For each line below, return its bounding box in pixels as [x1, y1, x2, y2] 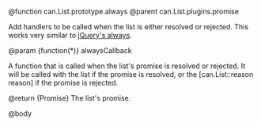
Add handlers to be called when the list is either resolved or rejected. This [8, 22, 249, 31]
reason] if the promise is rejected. [8, 78, 119, 87]
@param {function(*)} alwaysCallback [8, 46, 132, 55]
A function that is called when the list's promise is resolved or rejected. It [8, 61, 246, 71]
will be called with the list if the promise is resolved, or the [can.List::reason [8, 70, 254, 78]
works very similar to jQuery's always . [8, 31, 132, 40]
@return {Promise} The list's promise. [8, 94, 131, 102]
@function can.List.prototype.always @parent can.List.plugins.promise [8, 7, 240, 16]
